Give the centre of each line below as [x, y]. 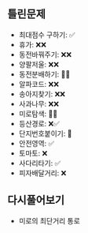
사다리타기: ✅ [40, 163]
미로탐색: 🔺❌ [38, 114]
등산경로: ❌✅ [39, 123]
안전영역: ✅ [37, 143]
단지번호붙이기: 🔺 [45, 133]
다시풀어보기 [36, 200]
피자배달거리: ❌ [42, 173]
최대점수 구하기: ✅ [47, 35]
